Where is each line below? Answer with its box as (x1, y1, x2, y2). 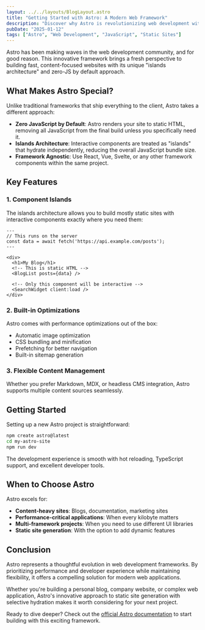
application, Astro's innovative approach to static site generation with (6, 592, 181, 599)
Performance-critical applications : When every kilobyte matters (15, 514, 179, 521)
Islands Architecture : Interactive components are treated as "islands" (15, 139, 191, 147)
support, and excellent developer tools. (6, 461, 105, 469)
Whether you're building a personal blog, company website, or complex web (6, 585, 198, 593)
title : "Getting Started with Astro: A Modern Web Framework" (6, 15, 168, 21)
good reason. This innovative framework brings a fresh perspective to (6, 55, 182, 62)
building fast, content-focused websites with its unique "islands (6, 62, 167, 69)
